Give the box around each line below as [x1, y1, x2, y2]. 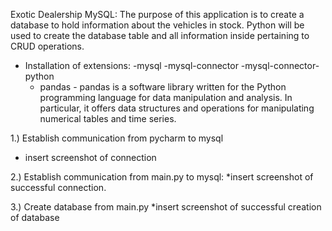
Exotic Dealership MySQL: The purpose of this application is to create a [10, 9, 305, 20]
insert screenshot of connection [24, 152, 157, 163]
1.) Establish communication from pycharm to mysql [10, 132, 224, 144]
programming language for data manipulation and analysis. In [39, 92, 293, 103]
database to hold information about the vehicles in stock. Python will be [10, 19, 305, 31]
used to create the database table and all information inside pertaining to [10, 30, 310, 41]
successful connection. [10, 182, 107, 193]
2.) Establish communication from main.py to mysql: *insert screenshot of [10, 171, 314, 183]
